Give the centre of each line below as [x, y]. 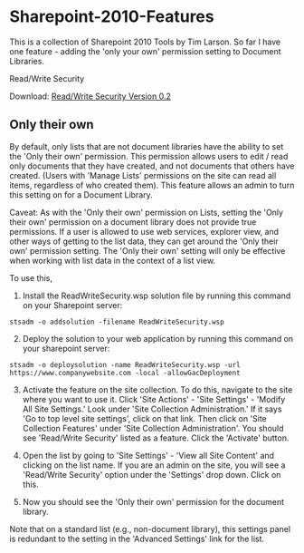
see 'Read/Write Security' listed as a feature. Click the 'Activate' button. [156, 438]
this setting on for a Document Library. [81, 194]
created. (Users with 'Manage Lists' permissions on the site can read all [143, 175]
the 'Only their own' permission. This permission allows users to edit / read [149, 156]
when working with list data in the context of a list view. [112, 260]
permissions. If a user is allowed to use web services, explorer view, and [144, 231]
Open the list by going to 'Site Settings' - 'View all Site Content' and [148, 455]
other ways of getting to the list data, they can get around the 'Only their [144, 241]
